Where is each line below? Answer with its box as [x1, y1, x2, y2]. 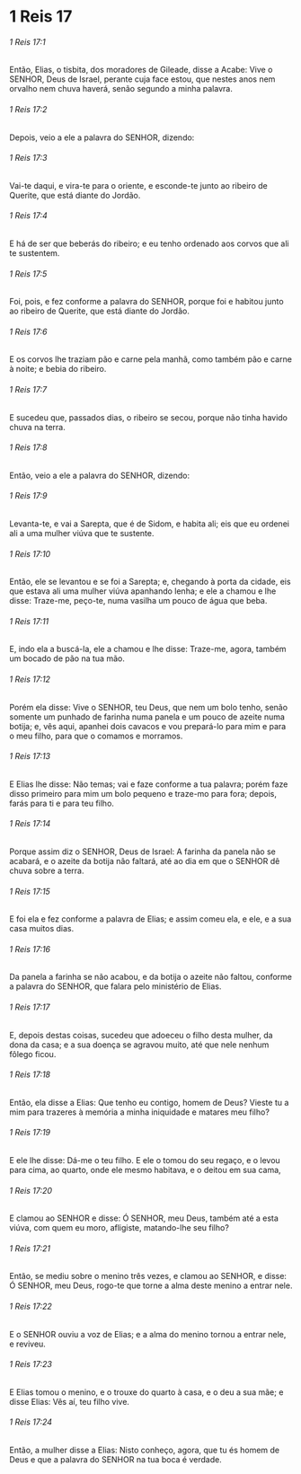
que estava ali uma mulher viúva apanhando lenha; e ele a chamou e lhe [9, 586, 277, 596]
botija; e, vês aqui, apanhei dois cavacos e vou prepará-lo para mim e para [9, 720, 287, 731]
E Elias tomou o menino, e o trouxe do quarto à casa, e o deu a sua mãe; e [9, 1386, 284, 1398]
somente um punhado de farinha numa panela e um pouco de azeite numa [9, 711, 286, 722]
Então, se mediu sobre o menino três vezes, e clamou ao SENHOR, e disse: [9, 1271, 288, 1282]
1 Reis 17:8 [9, 442, 48, 453]
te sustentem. [9, 248, 60, 258]
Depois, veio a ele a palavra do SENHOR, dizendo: [9, 132, 195, 143]
